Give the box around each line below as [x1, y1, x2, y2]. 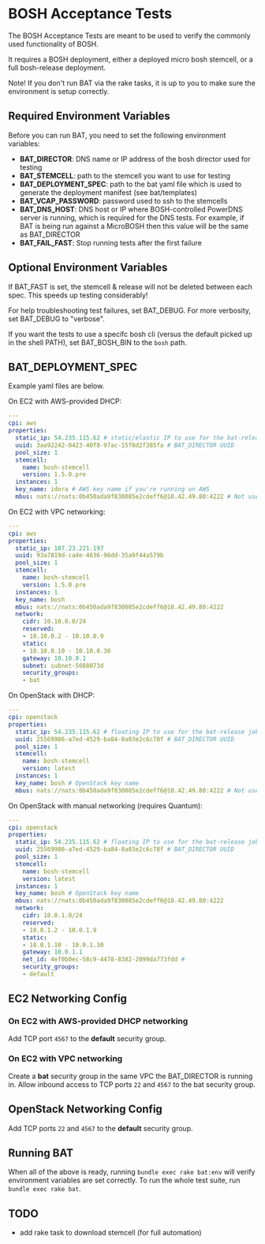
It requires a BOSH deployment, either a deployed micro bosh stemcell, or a [8, 54, 254, 64]
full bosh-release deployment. [8, 62, 106, 72]
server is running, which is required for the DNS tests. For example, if [19, 212, 244, 222]
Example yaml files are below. [8, 381, 105, 391]
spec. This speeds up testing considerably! [8, 290, 148, 300]
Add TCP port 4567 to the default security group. [8, 1033, 167, 1043]
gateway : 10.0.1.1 [22, 948, 83, 956]
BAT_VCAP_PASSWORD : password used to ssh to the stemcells [19, 196, 228, 205]
